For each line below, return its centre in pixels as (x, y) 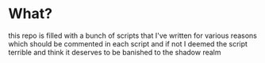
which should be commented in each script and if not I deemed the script (128, 43)
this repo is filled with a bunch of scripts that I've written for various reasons (133, 35)
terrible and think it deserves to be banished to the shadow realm (115, 52)
